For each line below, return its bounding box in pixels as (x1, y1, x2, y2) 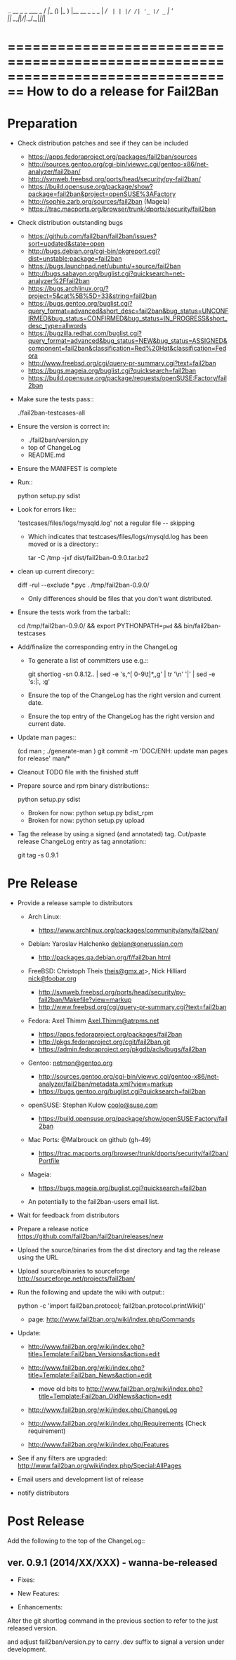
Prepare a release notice (17, 1225, 89, 1233)
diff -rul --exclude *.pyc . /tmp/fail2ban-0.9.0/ (17, 581, 150, 590)
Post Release (7, 1513, 85, 1529)
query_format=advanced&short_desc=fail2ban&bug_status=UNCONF (27, 306, 229, 316)
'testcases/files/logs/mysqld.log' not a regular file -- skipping (17, 519, 195, 527)
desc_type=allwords (27, 322, 87, 330)
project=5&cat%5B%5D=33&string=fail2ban (27, 292, 157, 300)
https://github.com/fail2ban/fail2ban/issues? (27, 232, 157, 240)
